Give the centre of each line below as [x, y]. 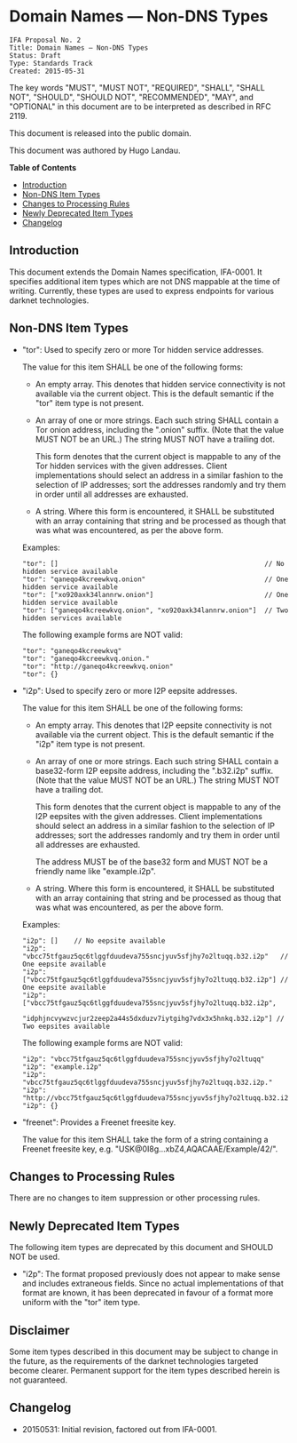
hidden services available [72, 618]
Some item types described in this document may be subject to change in [144, 1351]
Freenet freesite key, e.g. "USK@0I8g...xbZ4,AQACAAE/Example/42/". [150, 1149]
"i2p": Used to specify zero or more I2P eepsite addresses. [129, 690]
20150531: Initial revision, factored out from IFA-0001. [119, 1429]
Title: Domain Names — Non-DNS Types [79, 48]
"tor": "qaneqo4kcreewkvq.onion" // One [155, 579]
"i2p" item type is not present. [90, 744]
